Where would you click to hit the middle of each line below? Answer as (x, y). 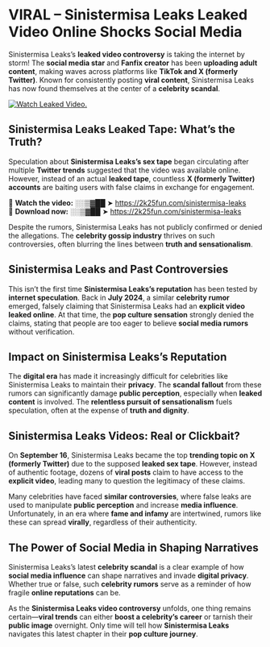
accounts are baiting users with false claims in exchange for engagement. (132, 187)
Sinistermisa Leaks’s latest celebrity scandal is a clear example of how (126, 567)
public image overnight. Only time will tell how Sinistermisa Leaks (119, 625)
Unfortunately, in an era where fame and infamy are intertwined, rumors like (135, 514)
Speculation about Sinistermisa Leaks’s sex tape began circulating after (129, 161)
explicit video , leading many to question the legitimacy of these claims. (127, 481)
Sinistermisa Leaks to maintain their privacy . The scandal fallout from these (135, 385)
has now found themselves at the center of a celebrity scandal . (114, 88)
